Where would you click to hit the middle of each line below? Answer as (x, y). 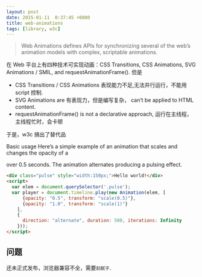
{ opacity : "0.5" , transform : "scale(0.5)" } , (79, 198)
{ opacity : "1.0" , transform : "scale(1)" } (75, 204)
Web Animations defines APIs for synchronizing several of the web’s (106, 46)
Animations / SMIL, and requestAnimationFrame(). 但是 (74, 72)
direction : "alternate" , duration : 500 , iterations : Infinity (102, 221)
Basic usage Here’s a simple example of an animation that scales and (92, 147)
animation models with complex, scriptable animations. (89, 53)
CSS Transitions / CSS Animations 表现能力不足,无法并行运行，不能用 (101, 85)
